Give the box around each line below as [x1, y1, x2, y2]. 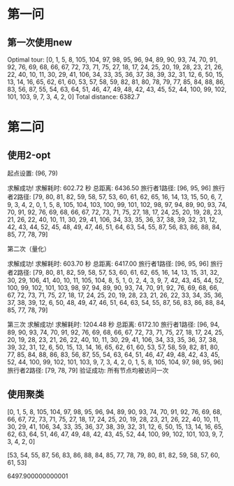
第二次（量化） [7, 245, 50, 252]
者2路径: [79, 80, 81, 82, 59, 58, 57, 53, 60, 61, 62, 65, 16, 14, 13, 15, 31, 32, [7, 269, 220, 276]
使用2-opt [7, 149, 51, 161]
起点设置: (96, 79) [7, 169, 58, 177]
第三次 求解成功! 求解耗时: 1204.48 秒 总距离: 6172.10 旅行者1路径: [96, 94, [7, 320, 220, 329]
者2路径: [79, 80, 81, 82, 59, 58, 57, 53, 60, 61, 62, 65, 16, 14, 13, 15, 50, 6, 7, [7, 193, 223, 201]
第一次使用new [7, 36, 73, 48]
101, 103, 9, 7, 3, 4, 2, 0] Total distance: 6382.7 [7, 92, 140, 101]
